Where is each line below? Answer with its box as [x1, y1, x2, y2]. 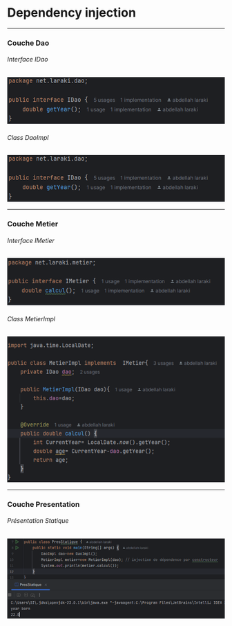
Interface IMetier [7, 236, 55, 244]
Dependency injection [7, 5, 137, 21]
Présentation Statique [7, 517, 69, 525]
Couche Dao [7, 38, 50, 48]
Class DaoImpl [7, 133, 49, 141]
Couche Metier [7, 220, 59, 229]
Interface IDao [7, 55, 48, 64]
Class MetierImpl [7, 314, 56, 323]
